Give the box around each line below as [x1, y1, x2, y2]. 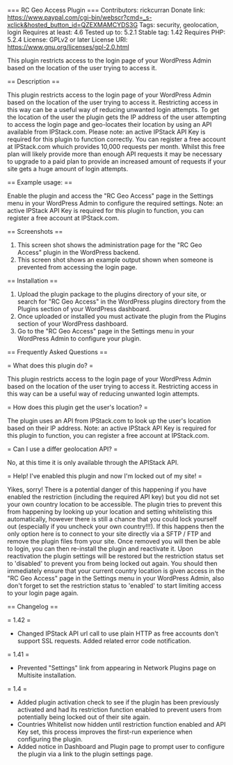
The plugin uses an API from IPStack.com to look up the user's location [7, 417, 211, 425]
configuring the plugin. [17, 735, 83, 743]
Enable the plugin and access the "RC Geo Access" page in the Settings [7, 191, 214, 200]
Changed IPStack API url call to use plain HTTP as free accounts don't [17, 629, 219, 638]
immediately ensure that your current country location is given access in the [7, 567, 225, 575]
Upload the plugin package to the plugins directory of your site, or [17, 290, 207, 298]
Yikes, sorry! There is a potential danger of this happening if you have [7, 485, 207, 494]
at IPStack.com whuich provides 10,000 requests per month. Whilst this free [7, 143, 225, 150]
